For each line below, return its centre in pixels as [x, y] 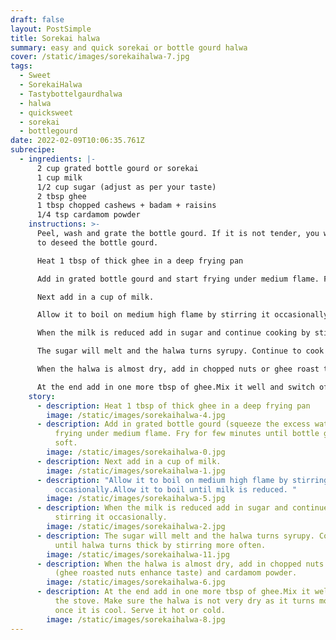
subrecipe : [33, 150]
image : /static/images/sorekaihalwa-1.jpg [136, 471]
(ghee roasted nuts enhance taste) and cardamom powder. [176, 573]
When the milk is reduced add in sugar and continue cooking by [173, 333]
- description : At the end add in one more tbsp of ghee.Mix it [173, 592]
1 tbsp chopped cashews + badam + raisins [126, 206]
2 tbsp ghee [61, 196]
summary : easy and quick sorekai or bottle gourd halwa [129, 47]
